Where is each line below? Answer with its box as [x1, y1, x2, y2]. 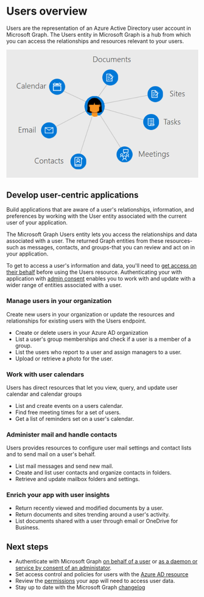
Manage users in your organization [6, 297, 112, 306]
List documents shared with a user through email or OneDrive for [15, 517, 178, 525]
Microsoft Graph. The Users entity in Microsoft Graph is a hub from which [6, 30, 191, 38]
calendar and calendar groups [6, 390, 82, 398]
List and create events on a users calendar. [15, 402, 124, 409]
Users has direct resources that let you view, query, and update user [6, 384, 178, 391]
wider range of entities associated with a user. [6, 282, 122, 289]
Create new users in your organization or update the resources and [6, 310, 175, 318]
